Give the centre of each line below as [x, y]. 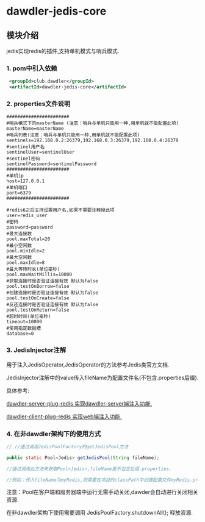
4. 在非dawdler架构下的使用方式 [54, 434]
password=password [30, 227]
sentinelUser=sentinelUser [41, 152]
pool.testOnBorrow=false [38, 287]
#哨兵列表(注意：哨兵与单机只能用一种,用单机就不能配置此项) [73, 135]
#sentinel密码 [23, 159]
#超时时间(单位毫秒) [29, 316]
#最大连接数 [19, 234]
